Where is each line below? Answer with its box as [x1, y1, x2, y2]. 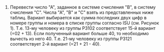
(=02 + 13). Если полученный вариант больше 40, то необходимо [9, 31, 149, 36]
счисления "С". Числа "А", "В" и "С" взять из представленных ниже [9, 9, 154, 15]
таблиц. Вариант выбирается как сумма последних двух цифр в [9, 15, 147, 20]
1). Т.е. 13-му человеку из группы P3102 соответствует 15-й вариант [9, 25, 156, 31]
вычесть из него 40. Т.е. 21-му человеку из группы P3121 [9, 36, 132, 42]
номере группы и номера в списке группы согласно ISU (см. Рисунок [9, 20, 160, 26]
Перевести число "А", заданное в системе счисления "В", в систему [9, 4, 156, 10]
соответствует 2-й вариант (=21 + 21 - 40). [9, 41, 101, 47]
